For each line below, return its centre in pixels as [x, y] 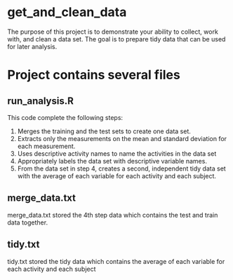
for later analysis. [32, 46]
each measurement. [46, 146]
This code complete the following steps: [65, 117]
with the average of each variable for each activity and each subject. [116, 175]
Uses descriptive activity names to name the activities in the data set [117, 153]
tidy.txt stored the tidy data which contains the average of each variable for [116, 261]
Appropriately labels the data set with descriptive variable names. [112, 161]
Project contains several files [94, 75]
